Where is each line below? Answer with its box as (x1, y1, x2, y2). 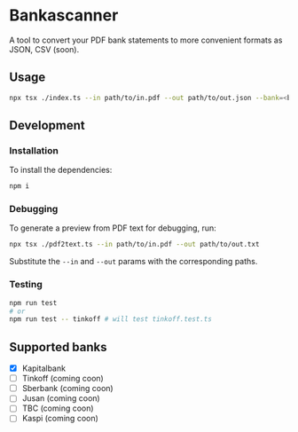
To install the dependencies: (9, 165, 113, 176)
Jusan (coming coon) (21, 393, 100, 404)
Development (9, 118, 86, 133)
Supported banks (9, 339, 107, 355)
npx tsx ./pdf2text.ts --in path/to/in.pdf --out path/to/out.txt (9, 240, 260, 249)
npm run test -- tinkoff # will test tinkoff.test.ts (9, 315, 213, 324)
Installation (9, 144, 59, 156)
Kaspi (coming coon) (21, 413, 99, 424)
